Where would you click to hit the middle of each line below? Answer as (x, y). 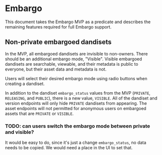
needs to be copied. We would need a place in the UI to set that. (69, 148)
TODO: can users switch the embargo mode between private (78, 126)
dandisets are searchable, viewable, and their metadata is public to (72, 64)
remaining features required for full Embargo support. (58, 27)
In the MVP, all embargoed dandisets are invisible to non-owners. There (76, 54)
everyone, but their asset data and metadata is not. (56, 69)
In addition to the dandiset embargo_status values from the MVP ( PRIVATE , (78, 93)
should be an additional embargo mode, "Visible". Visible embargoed (74, 59)
